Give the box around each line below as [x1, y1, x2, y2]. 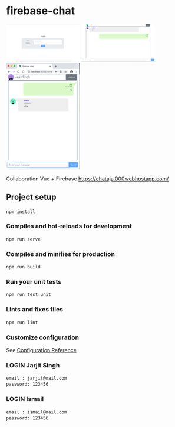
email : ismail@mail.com [6, 409, 67, 415]
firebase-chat [6, 4, 75, 18]
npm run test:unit [6, 292, 51, 298]
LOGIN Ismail [6, 395, 44, 403]
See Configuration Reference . [6, 346, 78, 353]
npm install [6, 208, 35, 215]
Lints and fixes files [6, 306, 64, 314]
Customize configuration [6, 333, 80, 341]
